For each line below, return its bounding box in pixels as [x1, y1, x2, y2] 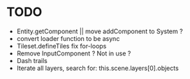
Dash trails [16, 56, 48, 64]
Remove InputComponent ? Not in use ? [16, 49, 131, 58]
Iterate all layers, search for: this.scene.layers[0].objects [16, 64, 179, 72]
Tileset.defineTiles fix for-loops [16, 42, 107, 50]
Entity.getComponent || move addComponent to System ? [16, 27, 183, 35]
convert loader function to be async [16, 34, 120, 42]
